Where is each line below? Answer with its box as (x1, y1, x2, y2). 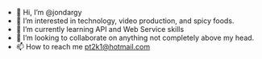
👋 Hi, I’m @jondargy (15, 8, 82, 17)
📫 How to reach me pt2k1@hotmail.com (15, 42, 151, 51)
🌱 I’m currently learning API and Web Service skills (15, 25, 185, 33)
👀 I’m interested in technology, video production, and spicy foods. (15, 16, 235, 26)
